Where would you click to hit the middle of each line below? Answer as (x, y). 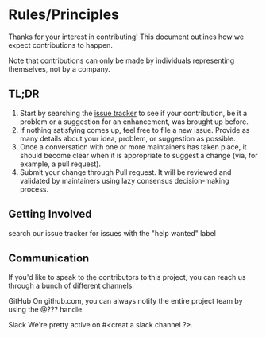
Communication (49, 258)
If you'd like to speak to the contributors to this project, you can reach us (127, 277)
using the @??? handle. (46, 310)
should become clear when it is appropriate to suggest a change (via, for (139, 155)
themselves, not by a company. (60, 68)
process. (34, 189)
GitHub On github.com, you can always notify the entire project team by (126, 301)
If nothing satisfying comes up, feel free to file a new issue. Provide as (135, 130)
